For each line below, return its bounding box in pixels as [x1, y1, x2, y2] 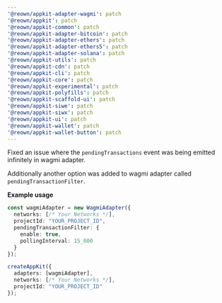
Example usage [7, 190, 54, 199]
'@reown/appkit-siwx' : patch [7, 109, 93, 116]
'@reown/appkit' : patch [7, 17, 78, 24]
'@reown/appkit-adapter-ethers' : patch [7, 37, 125, 44]
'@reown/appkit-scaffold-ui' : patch [7, 96, 115, 103]
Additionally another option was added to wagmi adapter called [7, 169, 192, 178]
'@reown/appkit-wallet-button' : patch [7, 129, 122, 136]
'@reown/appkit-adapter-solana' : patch [7, 50, 125, 57]
